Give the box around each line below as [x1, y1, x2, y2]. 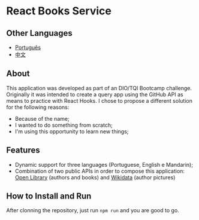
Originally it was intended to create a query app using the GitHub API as [6, 91, 184, 98]
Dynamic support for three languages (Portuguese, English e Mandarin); [14, 161, 194, 168]
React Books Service [6, 4, 112, 18]
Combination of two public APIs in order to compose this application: [14, 167, 185, 175]
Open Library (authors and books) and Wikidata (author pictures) [14, 173, 176, 181]
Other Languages [6, 28, 73, 38]
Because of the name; [14, 115, 70, 122]
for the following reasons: [6, 103, 70, 111]
